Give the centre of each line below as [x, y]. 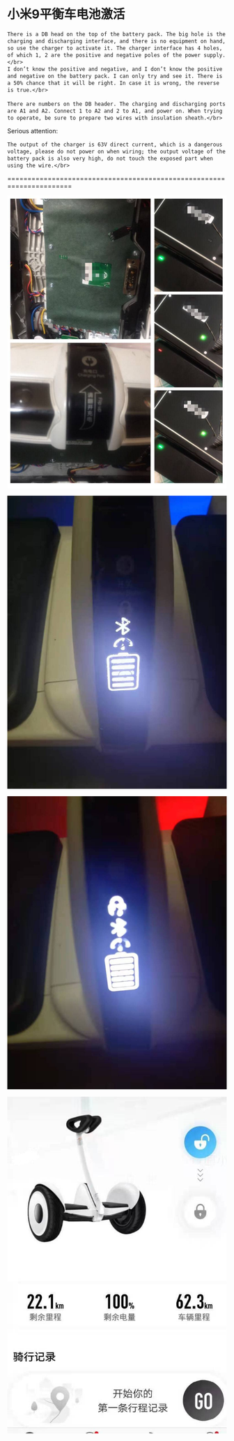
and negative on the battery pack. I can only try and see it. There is [115, 76]
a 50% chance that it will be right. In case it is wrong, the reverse [113, 83]
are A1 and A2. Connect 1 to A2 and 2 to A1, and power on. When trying [115, 111]
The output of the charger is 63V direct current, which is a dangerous [115, 144]
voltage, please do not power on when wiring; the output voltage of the [117, 151]
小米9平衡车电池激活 [66, 14]
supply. [215, 55]
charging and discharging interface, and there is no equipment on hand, [117, 41]
